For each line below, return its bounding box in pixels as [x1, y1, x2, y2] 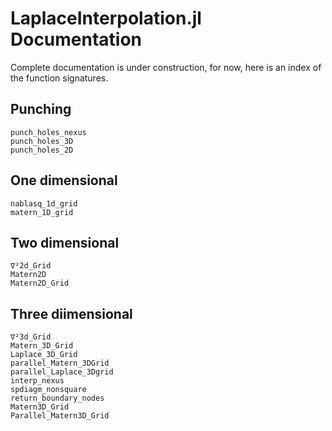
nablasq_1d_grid [10, 198, 78, 209]
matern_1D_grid [10, 207, 74, 217]
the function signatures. [10, 72, 109, 84]
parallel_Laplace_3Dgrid [10, 367, 114, 377]
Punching [10, 101, 72, 118]
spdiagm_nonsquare [10, 385, 87, 395]
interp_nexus [10, 376, 65, 386]
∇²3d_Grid [10, 332, 52, 342]
